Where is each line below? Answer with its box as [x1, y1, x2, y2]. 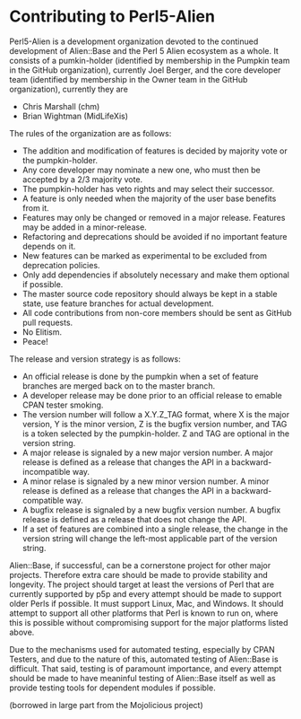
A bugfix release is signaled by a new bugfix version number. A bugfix [21, 504, 281, 515]
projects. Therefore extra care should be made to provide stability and [9, 569, 269, 580]
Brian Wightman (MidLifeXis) [21, 110, 128, 121]
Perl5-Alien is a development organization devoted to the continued [9, 36, 259, 47]
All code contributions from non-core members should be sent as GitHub [21, 307, 292, 318]
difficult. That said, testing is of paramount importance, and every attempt [9, 662, 282, 674]
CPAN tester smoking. [21, 399, 104, 410]
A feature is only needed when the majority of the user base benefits [21, 193, 277, 204]
